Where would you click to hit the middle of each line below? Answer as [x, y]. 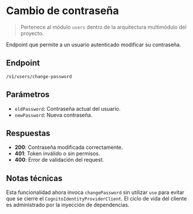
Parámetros [28, 95]
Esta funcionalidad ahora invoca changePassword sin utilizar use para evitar [95, 192]
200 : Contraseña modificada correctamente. [69, 147]
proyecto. [32, 33]
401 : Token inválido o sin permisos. [57, 154]
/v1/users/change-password [39, 77]
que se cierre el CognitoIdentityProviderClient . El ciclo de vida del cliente [97, 199]
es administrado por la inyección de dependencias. [68, 205]
